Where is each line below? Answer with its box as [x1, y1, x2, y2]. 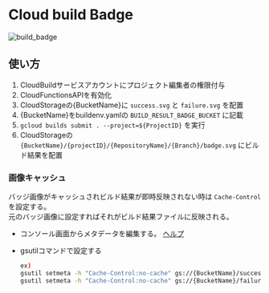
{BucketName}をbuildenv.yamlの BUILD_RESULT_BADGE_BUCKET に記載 [19, 110, 243, 119]
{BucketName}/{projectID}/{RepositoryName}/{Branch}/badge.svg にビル [19, 140, 259, 150]
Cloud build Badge [8, 6, 134, 24]
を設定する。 [8, 202, 51, 211]
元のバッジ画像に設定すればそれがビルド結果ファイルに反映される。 [8, 212, 234, 222]
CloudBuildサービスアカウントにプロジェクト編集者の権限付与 [19, 80, 226, 90]
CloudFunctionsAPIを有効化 [19, 90, 112, 99]
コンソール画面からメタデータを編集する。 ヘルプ [19, 229, 185, 239]
